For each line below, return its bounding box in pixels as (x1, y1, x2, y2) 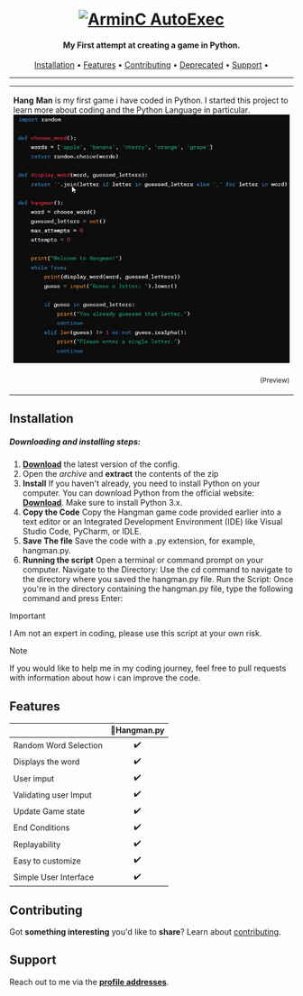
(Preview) (260, 376, 290, 386)
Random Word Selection (13, 740, 104, 751)
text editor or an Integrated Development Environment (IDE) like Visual (22, 516, 283, 527)
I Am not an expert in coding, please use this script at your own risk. (9, 628, 262, 639)
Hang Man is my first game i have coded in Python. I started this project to (13, 95, 289, 106)
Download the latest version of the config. (22, 459, 180, 470)
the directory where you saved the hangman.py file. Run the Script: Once (22, 574, 294, 585)
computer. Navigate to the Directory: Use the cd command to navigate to (22, 564, 293, 575)
